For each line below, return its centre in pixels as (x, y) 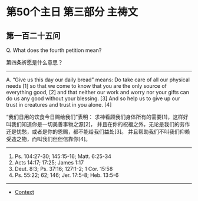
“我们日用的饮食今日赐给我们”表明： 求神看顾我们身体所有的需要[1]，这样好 (97, 117)
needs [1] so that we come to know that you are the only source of (86, 86)
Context (24, 192)
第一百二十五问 (33, 36)
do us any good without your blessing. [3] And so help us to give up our (93, 98)
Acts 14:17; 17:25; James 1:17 (49, 162)
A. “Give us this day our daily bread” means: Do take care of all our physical (98, 80)
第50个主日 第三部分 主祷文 (72, 12)
